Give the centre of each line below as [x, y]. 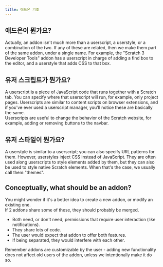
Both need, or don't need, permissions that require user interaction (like [84, 219]
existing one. [18, 205]
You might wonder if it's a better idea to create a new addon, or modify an [79, 199]
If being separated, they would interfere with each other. [69, 240]
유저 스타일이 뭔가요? [35, 140]
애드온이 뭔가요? [28, 31]
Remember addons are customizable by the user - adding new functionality [81, 249]
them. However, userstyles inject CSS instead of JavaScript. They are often [80, 157]
